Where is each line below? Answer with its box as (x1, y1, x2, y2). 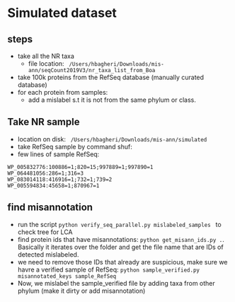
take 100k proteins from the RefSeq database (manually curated (17, 73, 204, 81)
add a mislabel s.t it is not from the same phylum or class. (28, 95, 196, 104)
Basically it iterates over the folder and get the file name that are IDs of (17, 243, 224, 251)
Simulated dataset (7, 5, 117, 21)
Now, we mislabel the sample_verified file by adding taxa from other (17, 279, 216, 287)
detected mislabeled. (17, 250, 79, 259)
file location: (28, 59, 65, 68)
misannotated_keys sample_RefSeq (17, 272, 117, 280)
